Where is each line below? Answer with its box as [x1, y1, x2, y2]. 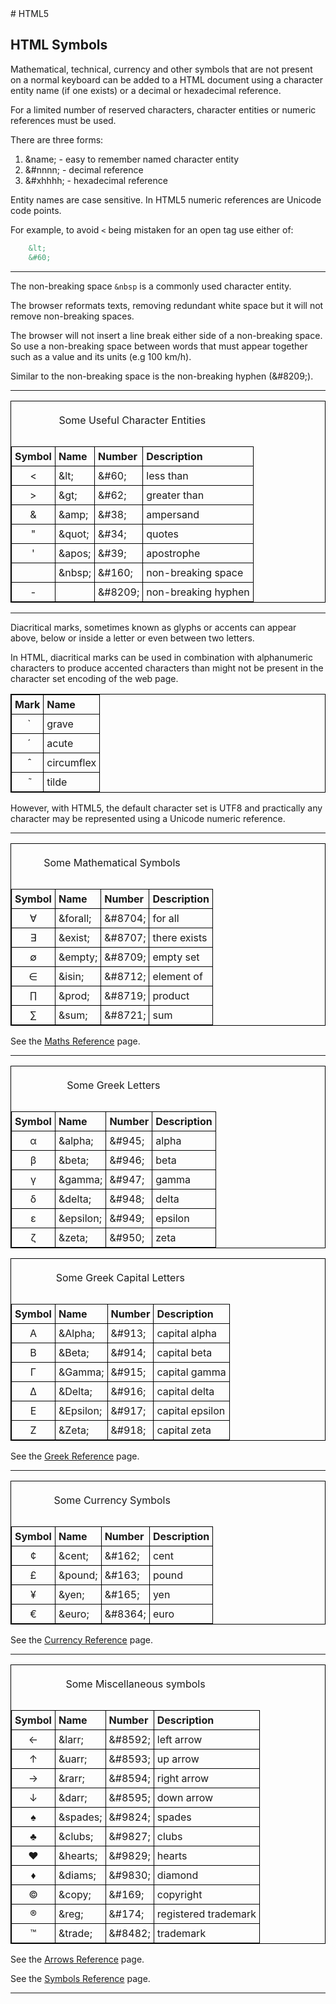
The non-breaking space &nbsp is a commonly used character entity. [10, 280, 292, 292]
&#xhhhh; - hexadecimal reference [24, 174, 168, 186]
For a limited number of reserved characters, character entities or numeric [10, 103, 317, 116]
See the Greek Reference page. [10, 1450, 140, 1462]
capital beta [156, 1345, 213, 1359]
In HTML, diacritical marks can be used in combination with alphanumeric [10, 651, 314, 663]
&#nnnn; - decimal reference [24, 163, 144, 176]
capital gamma [156, 1365, 227, 1379]
